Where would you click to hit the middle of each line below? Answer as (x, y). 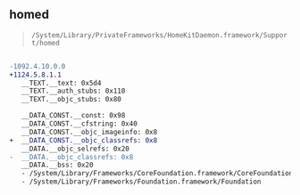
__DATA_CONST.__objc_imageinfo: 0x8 (89, 132)
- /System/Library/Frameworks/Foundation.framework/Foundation (141, 182)
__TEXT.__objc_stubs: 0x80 (71, 100)
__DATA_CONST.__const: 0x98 (73, 116)
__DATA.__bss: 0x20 (57, 165)
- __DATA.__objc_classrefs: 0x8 (71, 157)
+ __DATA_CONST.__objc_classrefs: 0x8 (83, 140)
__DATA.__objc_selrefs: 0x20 (75, 149)
